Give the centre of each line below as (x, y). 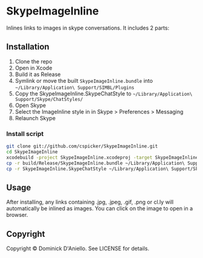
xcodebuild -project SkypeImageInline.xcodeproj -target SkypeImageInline (102, 157)
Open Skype (31, 105)
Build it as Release (38, 74)
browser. (17, 215)
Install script (25, 134)
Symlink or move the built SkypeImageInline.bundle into (84, 80)
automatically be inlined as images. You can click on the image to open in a (100, 208)
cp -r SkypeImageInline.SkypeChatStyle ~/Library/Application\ (88, 169)
